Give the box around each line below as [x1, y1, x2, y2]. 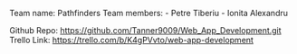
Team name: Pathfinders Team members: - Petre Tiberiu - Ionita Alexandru [9, 8, 288, 18]
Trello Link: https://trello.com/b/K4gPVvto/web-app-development [9, 35, 254, 45]
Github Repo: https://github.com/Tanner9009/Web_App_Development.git [9, 25, 283, 35]
